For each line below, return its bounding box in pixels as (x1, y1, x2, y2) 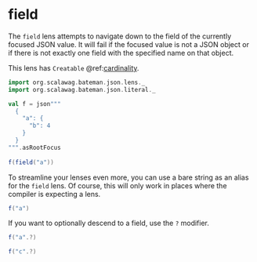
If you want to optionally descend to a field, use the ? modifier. (8, 218, 210, 228)
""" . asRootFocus (8, 144, 61, 151)
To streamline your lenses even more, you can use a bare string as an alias (8, 173, 249, 182)
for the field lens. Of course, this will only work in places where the (8, 180, 227, 190)
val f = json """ (8, 100, 61, 107)
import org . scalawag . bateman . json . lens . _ (8, 78, 146, 86)
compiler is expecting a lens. (8, 189, 101, 198)
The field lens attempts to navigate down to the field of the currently (8, 31, 232, 41)
